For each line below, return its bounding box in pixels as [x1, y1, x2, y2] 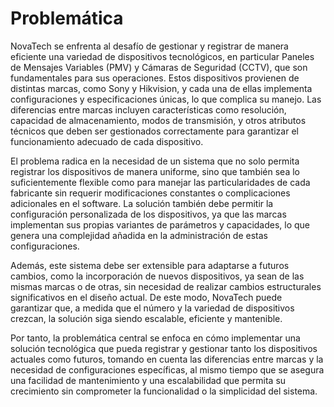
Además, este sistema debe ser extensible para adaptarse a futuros [10, 259, 290, 271]
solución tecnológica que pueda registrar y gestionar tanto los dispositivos [10, 342, 318, 354]
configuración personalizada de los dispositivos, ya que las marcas [10, 208, 287, 220]
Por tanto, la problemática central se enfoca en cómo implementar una [10, 332, 301, 344]
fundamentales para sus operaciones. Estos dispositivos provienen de [10, 72, 300, 84]
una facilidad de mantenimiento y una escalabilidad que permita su [10, 374, 287, 386]
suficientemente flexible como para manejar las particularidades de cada [10, 176, 311, 188]
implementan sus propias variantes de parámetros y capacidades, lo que [10, 218, 311, 231]
